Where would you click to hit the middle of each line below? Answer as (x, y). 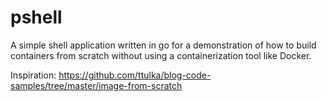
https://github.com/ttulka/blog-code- (135, 75)
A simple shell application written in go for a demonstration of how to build (163, 45)
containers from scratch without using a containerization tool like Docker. (161, 55)
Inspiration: (33, 75)
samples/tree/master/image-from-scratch (96, 85)
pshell (36, 17)
